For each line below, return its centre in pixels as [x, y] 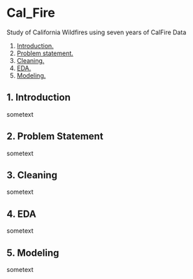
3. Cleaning [32, 175]
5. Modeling [33, 253]
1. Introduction [38, 98]
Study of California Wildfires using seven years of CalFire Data [96, 32]
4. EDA [21, 214]
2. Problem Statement [55, 137]
